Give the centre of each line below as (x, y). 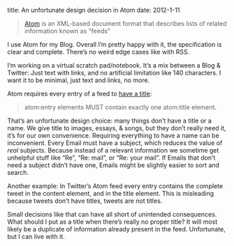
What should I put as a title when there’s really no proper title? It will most (112, 222)
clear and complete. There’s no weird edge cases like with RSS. (98, 52)
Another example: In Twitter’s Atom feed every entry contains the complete (115, 186)
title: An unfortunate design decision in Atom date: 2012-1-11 (94, 10)
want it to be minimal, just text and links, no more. (79, 80)
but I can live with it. (36, 237)
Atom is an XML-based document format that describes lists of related (125, 23)
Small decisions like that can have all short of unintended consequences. (112, 214)
